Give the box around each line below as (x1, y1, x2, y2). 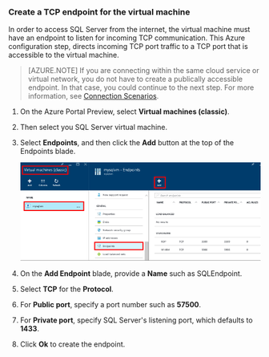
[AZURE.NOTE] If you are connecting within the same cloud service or (27, 66, 260, 75)
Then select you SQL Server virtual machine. (19, 123, 168, 132)
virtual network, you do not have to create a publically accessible (27, 75, 243, 84)
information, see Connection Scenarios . (27, 91, 159, 101)
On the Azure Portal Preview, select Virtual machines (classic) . (19, 107, 230, 116)
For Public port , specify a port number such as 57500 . (19, 300, 202, 310)
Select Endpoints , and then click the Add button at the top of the (19, 138, 235, 148)
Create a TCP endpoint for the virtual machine (8, 6, 191, 18)
